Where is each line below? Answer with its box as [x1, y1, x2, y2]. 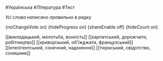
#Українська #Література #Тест [5, 5, 75, 10]
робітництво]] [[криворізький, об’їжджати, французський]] [5, 39, 133, 45]
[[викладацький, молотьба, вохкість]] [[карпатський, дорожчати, [5, 34, 148, 40]
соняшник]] [5, 50, 31, 56]
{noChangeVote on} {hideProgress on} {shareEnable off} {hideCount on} [5, 24, 158, 30]
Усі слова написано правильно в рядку [5, 14, 92, 20]
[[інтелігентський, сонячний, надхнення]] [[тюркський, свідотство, [5, 45, 151, 50]
